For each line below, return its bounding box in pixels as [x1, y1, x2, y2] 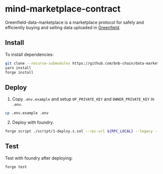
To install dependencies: [5, 51, 54, 57]
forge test [5, 164, 27, 169]
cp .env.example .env [5, 111, 49, 116]
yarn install [5, 65, 32, 70]
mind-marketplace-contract [5, 3, 121, 15]
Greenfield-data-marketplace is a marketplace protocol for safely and [5, 19, 144, 25]
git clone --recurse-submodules [5, 61, 70, 66]
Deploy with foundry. [12, 120, 54, 126]
